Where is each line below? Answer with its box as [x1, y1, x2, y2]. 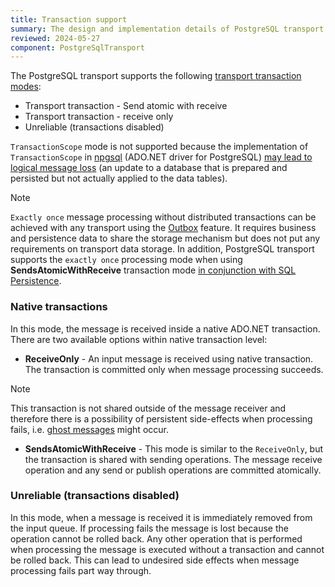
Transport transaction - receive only [24, 111, 174, 123]
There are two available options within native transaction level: [10, 333, 268, 345]
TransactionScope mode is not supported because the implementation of [10, 141, 309, 153]
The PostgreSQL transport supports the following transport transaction [10, 70, 302, 82]
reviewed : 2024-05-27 [10, 33, 101, 43]
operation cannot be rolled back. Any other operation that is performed [10, 532, 303, 545]
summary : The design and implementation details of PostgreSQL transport [10, 24, 325, 34]
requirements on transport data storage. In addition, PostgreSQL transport [10, 243, 315, 255]
